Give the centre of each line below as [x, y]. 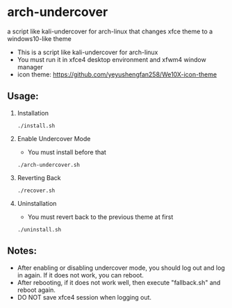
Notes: [22, 251]
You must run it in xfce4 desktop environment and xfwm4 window [111, 59]
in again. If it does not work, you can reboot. [81, 275]
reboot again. [36, 290]
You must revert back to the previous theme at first [100, 217]
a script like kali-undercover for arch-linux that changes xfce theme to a [110, 31]
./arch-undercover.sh [48, 165]
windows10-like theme [39, 38]
